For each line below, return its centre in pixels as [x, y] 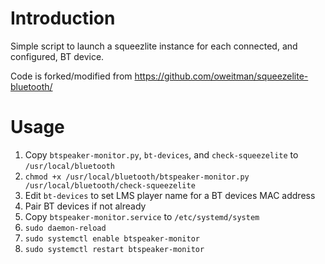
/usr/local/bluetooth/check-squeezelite [110, 185]
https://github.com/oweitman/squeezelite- [221, 76]
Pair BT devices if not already [85, 206]
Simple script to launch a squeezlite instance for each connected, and [154, 46]
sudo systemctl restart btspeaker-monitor [114, 249]
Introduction [63, 18]
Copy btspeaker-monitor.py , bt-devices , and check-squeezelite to [161, 154]
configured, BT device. [57, 56]
